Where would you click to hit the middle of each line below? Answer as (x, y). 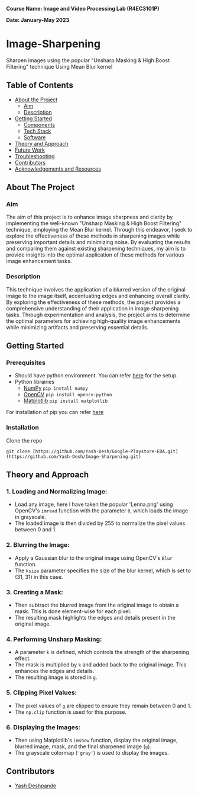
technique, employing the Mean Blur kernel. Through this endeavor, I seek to (99, 230)
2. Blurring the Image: (38, 545)
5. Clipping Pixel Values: (42, 693)
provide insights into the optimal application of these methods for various (95, 255)
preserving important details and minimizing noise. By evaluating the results (98, 242)
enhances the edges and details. (54, 671)
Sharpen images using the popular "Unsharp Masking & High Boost (88, 60)
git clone (18, 451)
